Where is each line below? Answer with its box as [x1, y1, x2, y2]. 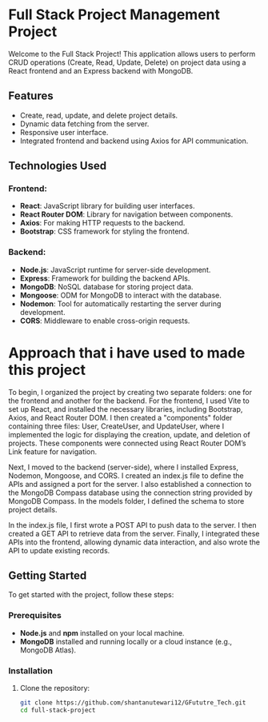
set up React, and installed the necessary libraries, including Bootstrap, [8, 404, 243, 413]
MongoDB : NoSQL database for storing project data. [19, 281, 194, 291]
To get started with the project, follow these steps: [8, 590, 174, 600]
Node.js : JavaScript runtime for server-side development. [19, 265, 211, 274]
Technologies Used [8, 159, 106, 173]
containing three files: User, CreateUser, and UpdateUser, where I [8, 421, 225, 431]
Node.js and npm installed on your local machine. [19, 628, 185, 637]
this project [8, 361, 86, 379]
